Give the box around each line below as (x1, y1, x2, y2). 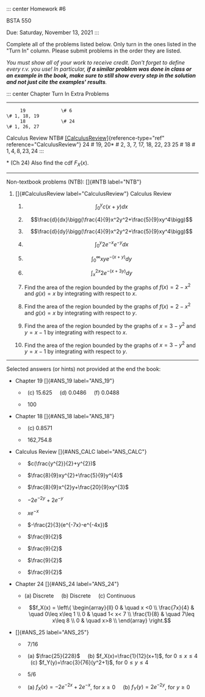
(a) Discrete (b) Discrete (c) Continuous (24, 592, 136, 599)
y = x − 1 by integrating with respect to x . (24, 329, 128, 336)
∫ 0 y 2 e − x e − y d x (94, 240, 129, 249)
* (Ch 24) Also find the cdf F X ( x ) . (6, 159, 89, 168)
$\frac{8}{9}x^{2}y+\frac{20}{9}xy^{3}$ (27, 484, 129, 491)
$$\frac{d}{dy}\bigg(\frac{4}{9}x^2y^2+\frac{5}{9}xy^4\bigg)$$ (30, 228, 193, 235)
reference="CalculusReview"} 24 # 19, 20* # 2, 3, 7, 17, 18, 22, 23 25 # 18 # (6, 141, 196, 148)
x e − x (27, 508, 39, 516)
